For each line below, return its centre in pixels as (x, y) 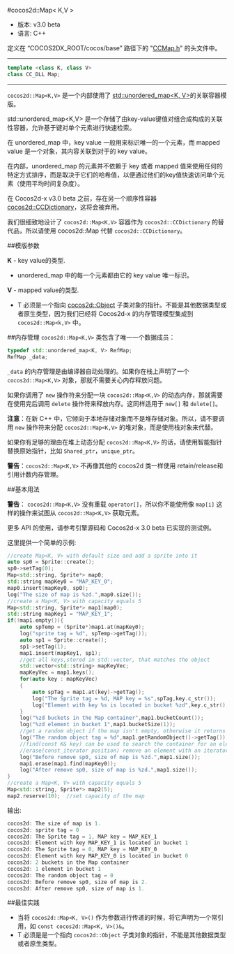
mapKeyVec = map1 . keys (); (57, 673)
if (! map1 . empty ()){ (36, 621)
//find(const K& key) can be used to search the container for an (118, 744)
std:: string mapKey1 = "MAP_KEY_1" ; (60, 614)
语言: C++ (32, 33)
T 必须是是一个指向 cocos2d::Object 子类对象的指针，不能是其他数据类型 (122, 935)
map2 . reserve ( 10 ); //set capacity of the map (76, 796)
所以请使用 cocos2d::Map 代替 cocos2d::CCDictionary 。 (106, 231)
